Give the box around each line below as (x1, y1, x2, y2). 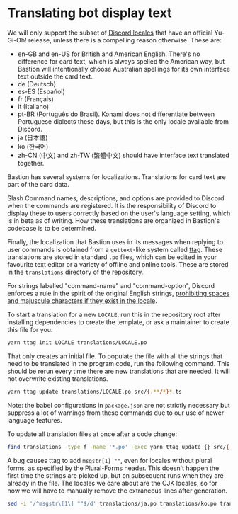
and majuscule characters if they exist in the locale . (7, 296, 157, 305)
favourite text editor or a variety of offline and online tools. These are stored (7, 260, 229, 268)
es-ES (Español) (17, 87, 65, 96)
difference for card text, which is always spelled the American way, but (17, 57, 225, 65)
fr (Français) (17, 94, 55, 103)
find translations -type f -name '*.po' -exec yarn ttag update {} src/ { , (7, 443, 233, 450)
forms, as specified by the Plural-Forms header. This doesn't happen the (7, 464, 220, 472)
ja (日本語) (17, 133, 48, 142)
